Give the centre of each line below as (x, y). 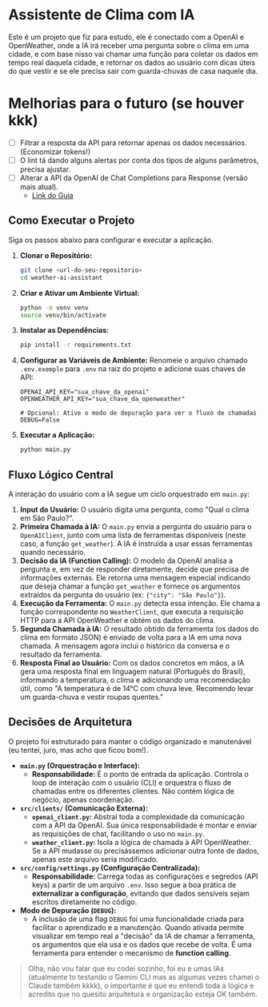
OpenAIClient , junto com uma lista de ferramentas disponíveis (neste (133, 535)
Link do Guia (52, 196)
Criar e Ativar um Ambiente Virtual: (80, 293)
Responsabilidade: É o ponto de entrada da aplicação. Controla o (140, 774)
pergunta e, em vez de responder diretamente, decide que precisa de (134, 569)
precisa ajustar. (45, 169)
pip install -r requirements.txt (76, 345)
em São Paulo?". (47, 518)
